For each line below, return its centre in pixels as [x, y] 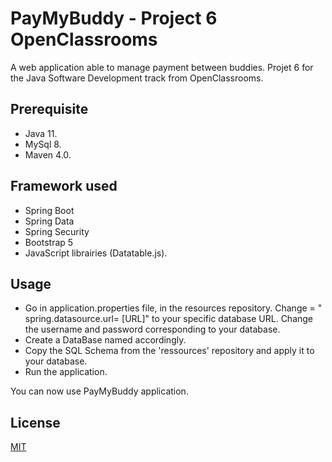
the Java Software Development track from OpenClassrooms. [137, 78]
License [35, 422]
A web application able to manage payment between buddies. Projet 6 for [162, 67]
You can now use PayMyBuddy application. [99, 391]
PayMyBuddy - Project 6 [114, 18]
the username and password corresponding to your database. [152, 329]
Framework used [64, 186]
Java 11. [41, 133]
